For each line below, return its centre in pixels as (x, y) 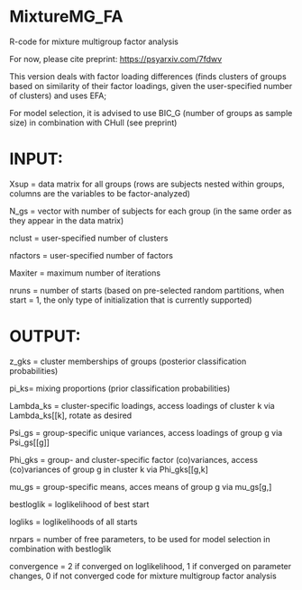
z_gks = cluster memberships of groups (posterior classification (128, 361)
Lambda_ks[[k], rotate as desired (71, 415)
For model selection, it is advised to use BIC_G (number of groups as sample (151, 113)
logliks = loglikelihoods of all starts (73, 522)
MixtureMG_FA (66, 17)
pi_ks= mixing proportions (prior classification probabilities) (120, 388)
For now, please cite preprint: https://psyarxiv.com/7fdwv (116, 59)
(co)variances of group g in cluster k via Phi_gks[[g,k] (109, 469)
